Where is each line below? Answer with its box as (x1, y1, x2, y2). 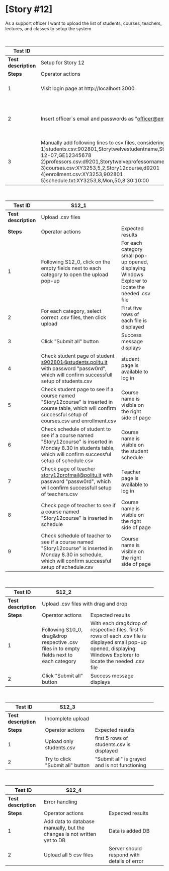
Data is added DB (109, 827, 150, 834)
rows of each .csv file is (90, 632, 146, 639)
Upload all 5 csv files (43, 851, 94, 858)
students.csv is (95, 741, 131, 748)
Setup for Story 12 (40, 59, 84, 66)
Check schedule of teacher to (41, 532, 112, 539)
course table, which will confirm (41, 405, 117, 412)
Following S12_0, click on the (41, 258, 111, 265)
